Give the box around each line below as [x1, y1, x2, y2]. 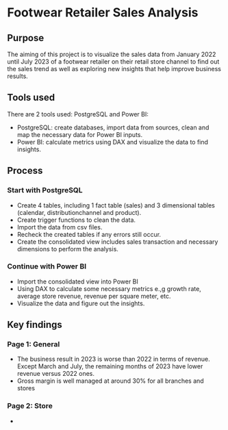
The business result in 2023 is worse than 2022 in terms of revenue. [16, 355, 210, 364]
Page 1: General [7, 340, 60, 349]
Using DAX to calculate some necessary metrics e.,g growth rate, [16, 284, 202, 292]
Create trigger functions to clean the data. [16, 216, 136, 224]
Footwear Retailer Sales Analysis [7, 5, 199, 21]
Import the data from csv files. [16, 223, 103, 231]
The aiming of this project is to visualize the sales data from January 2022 [7, 50, 216, 58]
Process [7, 165, 43, 177]
